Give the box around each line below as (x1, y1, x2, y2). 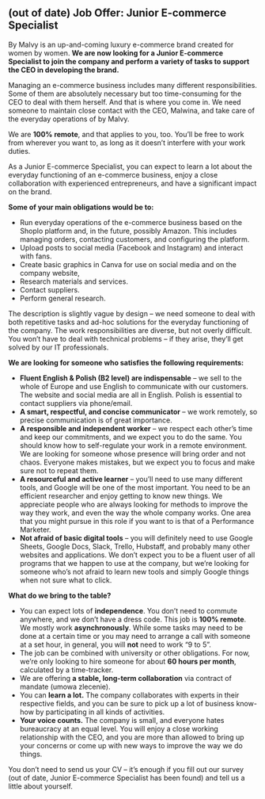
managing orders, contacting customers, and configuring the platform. (19, 234, 250, 244)
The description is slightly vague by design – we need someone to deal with (8, 308, 256, 318)
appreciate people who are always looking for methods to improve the (19, 499, 248, 509)
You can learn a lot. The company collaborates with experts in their (19, 690, 240, 700)
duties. (8, 146, 31, 155)
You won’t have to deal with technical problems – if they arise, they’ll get (8, 334, 244, 343)
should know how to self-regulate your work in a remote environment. (19, 440, 248, 450)
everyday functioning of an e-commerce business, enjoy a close (8, 170, 218, 179)
